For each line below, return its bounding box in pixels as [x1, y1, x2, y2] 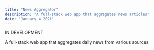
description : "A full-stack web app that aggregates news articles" [5, 12, 150, 17]
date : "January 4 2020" [5, 16, 54, 21]
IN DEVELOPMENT [5, 30, 44, 36]
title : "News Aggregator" [5, 7, 58, 12]
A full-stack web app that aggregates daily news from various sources [5, 39, 149, 45]
